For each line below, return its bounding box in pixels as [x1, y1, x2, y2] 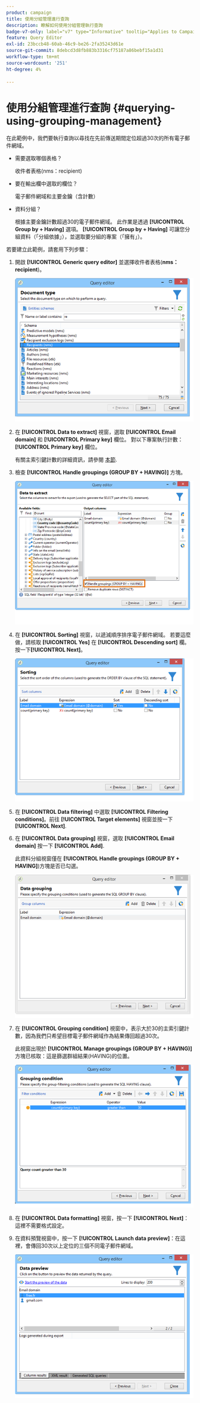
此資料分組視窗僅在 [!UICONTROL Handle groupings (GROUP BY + [14, 855, 180, 862]
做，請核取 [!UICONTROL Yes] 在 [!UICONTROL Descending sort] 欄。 [14, 639, 190, 646]
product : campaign [6, 10, 52, 16]
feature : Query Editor [6, 35, 62, 41]
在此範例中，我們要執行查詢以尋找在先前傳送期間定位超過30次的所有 [6, 134, 174, 142]
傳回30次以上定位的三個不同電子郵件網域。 [30, 1242, 137, 1249]
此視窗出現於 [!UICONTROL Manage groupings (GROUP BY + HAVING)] [14, 1044, 192, 1052]
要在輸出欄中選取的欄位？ [14, 180, 78, 188]
